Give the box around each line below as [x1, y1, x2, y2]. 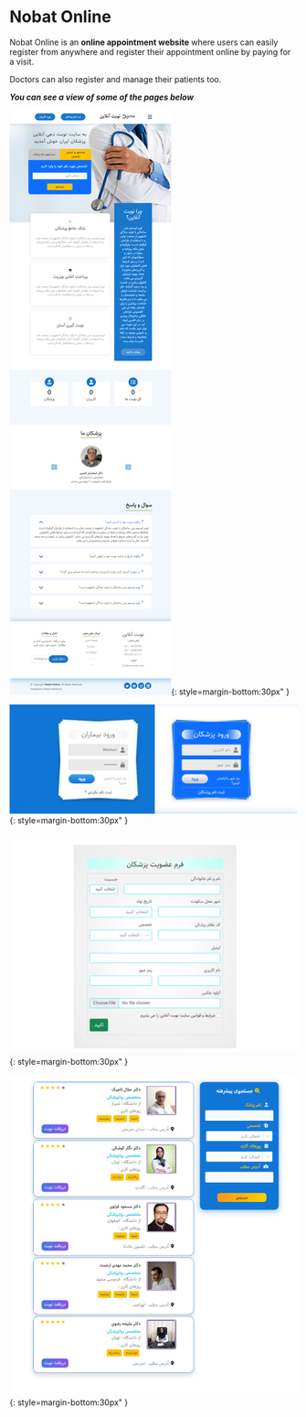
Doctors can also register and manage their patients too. [9, 73, 222, 84]
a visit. [9, 56, 35, 67]
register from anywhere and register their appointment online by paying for [9, 46, 291, 57]
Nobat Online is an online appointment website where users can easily [9, 37, 279, 48]
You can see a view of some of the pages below [9, 91, 195, 102]
